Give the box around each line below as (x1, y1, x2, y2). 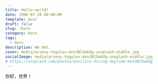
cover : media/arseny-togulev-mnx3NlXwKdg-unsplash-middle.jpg (5, 49, 139, 54)
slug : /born (5, 26, 30, 31)
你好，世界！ (5, 73, 32, 79)
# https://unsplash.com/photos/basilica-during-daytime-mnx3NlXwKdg (5, 59, 153, 64)
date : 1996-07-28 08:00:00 (5, 12, 62, 17)
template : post (5, 17, 37, 22)
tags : (5, 36, 17, 41)
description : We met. (5, 45, 51, 50)
